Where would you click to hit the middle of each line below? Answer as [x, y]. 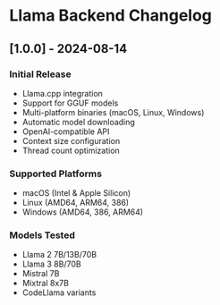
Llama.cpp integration [62, 93]
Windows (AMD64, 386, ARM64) [83, 212]
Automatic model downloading [79, 122]
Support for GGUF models [70, 103]
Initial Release [40, 74]
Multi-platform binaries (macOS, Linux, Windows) [113, 112]
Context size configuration [71, 140]
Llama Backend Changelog [111, 16]
